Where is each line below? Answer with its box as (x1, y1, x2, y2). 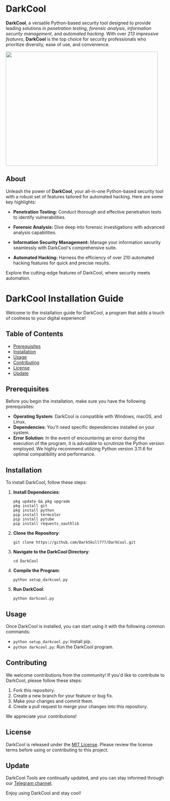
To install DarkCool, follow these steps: (6, 479, 88, 485)
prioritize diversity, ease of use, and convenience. (6, 41, 110, 47)
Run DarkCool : (13, 586, 45, 593)
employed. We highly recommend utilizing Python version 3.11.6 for (13, 446, 153, 452)
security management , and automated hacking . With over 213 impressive (6, 30, 159, 37)
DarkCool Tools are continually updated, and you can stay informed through (6, 775, 164, 781)
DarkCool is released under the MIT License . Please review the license (6, 741, 153, 747)
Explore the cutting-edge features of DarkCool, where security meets (6, 269, 151, 275)
